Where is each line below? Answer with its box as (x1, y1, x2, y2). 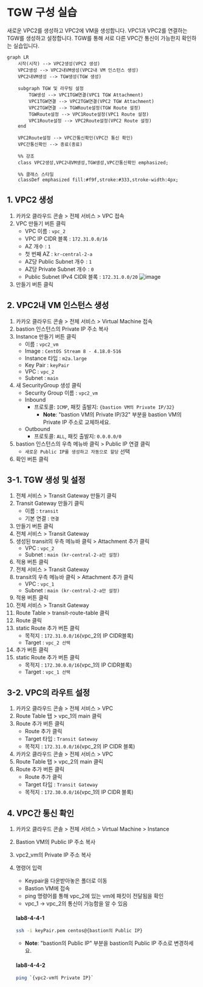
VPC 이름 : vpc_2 (24, 227, 66, 234)
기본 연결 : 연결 (24, 515, 60, 522)
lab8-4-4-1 (15, 914, 45, 921)
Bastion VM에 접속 (24, 885, 71, 892)
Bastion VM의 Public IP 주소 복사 (15, 838, 96, 845)
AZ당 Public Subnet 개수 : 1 (24, 258, 92, 265)
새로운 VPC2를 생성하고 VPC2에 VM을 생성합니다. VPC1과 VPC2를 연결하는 (7, 27, 188, 34)
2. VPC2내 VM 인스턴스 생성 (7, 300, 109, 311)
